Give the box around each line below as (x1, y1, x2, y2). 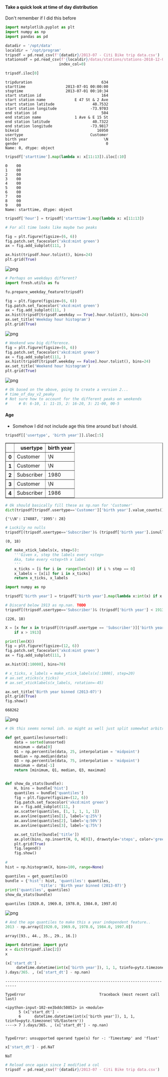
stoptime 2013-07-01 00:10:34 (5, 89, 108, 94)
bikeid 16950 (5, 128, 108, 133)
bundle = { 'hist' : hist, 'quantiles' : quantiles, (5, 878, 111, 883)
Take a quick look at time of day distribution (5, 4, 98, 10)
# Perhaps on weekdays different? (5, 276, 77, 281)
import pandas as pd (5, 34, 48, 39)
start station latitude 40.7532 (5, 102, 108, 107)
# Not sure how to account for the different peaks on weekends (5, 396, 142, 402)
